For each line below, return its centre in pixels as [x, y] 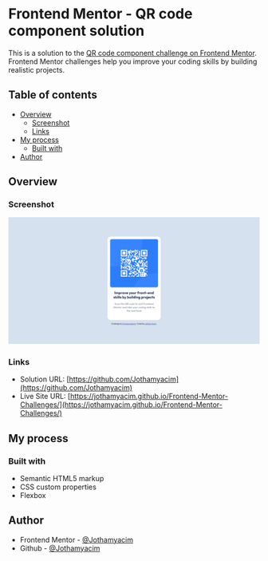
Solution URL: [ [44, 379]
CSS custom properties [58, 487]
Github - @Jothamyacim [60, 548]
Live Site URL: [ [45, 397]
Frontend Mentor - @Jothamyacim [77, 539]
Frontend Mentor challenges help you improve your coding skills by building [133, 61]
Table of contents [53, 95]
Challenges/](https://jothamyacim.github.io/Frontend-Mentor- [121, 405]
